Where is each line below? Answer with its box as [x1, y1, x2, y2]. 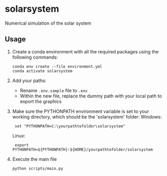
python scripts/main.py [12, 166, 64, 171]
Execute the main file [12, 156, 57, 162]
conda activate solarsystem [12, 68, 72, 73]
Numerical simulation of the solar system [5, 20, 91, 26]
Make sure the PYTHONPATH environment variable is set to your [12, 108, 150, 114]
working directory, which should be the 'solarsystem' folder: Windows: [12, 113, 162, 120]
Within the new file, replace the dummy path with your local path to [20, 93, 162, 99]
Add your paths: [12, 77, 47, 84]
